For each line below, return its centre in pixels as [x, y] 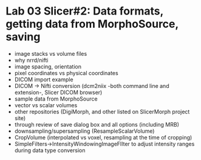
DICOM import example [44, 79]
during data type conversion [50, 150]
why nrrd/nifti [31, 60]
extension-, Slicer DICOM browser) [58, 92]
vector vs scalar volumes [46, 105]
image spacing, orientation [48, 66]
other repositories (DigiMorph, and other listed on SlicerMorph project [102, 112]
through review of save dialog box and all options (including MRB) [97, 124]
